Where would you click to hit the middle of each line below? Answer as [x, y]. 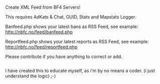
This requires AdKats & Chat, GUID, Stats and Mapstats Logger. [71, 17]
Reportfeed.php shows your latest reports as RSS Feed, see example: [77, 41]
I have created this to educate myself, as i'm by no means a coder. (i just [80, 70]
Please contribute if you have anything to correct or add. [64, 56]
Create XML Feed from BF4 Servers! [43, 7]
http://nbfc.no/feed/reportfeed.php [42, 47]
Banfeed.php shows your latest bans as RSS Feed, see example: [72, 26]
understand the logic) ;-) [31, 76]
